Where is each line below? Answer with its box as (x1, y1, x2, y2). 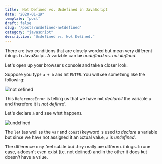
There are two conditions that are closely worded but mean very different (5, 47, 152, 54)
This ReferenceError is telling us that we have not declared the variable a (5, 95, 151, 101)
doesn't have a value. (5, 154, 48, 160)
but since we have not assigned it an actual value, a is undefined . (5, 134, 136, 140)
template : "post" (5, 16, 40, 21)
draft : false (5, 20, 32, 26)
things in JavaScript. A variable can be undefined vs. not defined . (5, 53, 137, 58)
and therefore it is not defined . (5, 101, 66, 107)
